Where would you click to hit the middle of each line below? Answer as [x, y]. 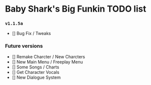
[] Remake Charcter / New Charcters [49, 56]
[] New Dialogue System [36, 77]
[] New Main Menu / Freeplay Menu [48, 62]
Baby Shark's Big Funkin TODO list [76, 9]
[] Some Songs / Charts [35, 67]
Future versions [24, 46]
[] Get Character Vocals [36, 72]
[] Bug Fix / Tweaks [31, 34]
